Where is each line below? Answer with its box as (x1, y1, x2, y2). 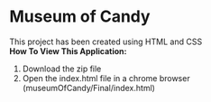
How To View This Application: (9, 45, 127, 56)
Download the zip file (22, 63, 102, 74)
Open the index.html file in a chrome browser (22, 72, 191, 83)
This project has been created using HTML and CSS (9, 36, 203, 47)
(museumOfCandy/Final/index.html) (22, 82, 156, 93)
